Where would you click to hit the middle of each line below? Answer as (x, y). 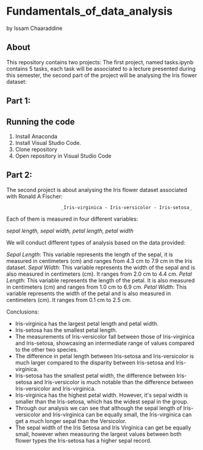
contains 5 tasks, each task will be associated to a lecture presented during (101, 68)
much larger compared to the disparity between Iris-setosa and (95, 363)
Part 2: (19, 175)
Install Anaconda (36, 136)
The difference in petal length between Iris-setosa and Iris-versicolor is (104, 356)
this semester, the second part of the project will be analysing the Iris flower (102, 75)
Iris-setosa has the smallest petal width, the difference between (95, 375)
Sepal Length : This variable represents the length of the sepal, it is (90, 254)
